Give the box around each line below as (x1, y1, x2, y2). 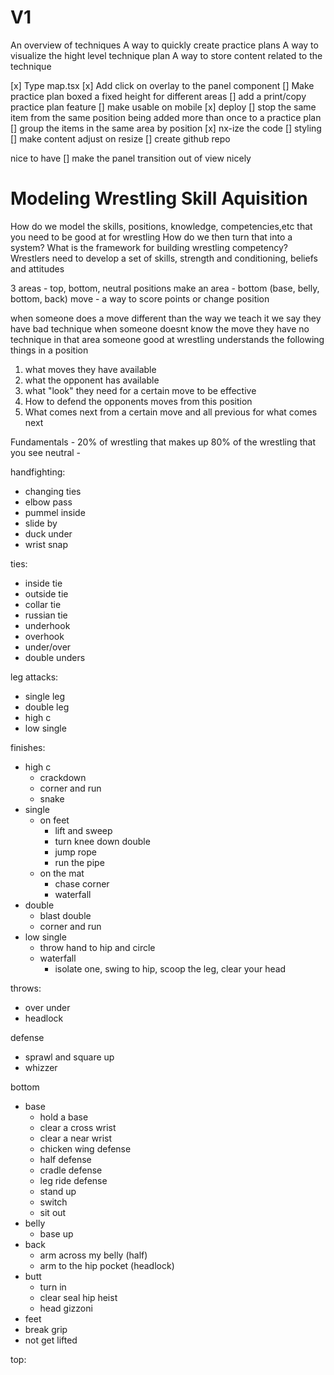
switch (39, 1196, 68, 1208)
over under (24, 1001, 71, 1013)
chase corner (54, 877, 110, 890)
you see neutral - (10, 446, 82, 458)
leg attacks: (10, 671, 59, 683)
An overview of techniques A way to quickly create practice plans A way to (10, 39, 319, 51)
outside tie (24, 587, 69, 600)
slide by (24, 517, 58, 529)
